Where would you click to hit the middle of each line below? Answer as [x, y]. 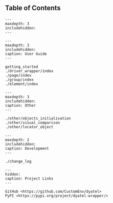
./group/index [20, 80]
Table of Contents [33, 8]
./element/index [22, 84]
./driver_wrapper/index [29, 71]
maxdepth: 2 [17, 140]
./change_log [18, 161]
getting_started [22, 67]
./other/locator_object [29, 127]
